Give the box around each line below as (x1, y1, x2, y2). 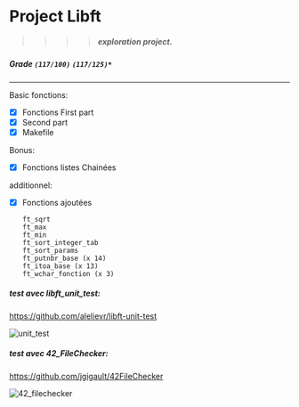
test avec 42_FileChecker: (9, 348, 109, 359)
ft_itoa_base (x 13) (21, 261, 99, 271)
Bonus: (9, 144, 36, 155)
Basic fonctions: (9, 89, 69, 100)
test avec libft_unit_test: (9, 288, 101, 299)
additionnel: (9, 180, 53, 191)
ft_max (21, 223, 47, 232)
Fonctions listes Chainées (21, 162, 117, 173)
